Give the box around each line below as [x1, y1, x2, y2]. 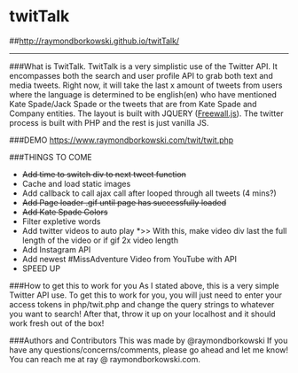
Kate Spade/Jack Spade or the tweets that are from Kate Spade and [9, 98, 257, 109]
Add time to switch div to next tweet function [21, 168, 186, 179]
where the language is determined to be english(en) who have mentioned [9, 89, 278, 99]
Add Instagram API [21, 244, 91, 254]
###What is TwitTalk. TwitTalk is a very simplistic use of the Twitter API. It [9, 60, 278, 72]
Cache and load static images [21, 178, 131, 189]
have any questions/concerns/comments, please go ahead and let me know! [9, 344, 289, 355]
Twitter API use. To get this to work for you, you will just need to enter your [9, 290, 282, 300]
